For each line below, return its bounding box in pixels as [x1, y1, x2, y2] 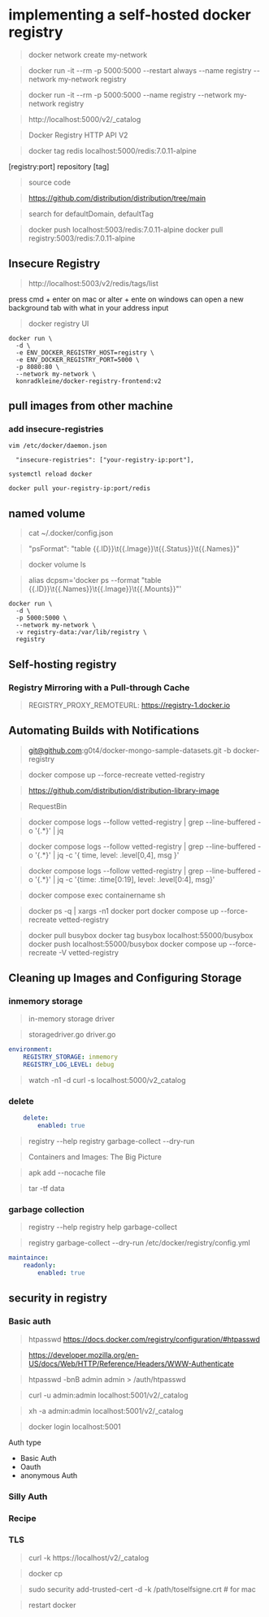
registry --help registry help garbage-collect [28, 1222, 177, 1232]
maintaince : [8, 1254, 49, 1262]
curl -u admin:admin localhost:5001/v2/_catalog [28, 1390, 189, 1400]
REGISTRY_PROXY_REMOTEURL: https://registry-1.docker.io [28, 700, 230, 710]
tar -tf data [28, 1184, 65, 1193]
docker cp [28, 1568, 63, 1578]
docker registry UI [28, 319, 89, 328]
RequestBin [28, 801, 67, 811]
